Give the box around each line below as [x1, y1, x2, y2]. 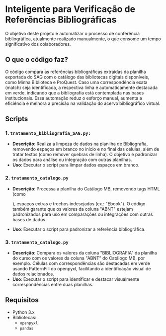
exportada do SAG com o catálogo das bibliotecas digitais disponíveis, [5, 74, 150, 80]
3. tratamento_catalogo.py [5, 239, 69, 246]
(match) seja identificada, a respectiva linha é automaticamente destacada [5, 84, 158, 90]
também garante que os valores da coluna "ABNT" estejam [12, 206, 133, 212]
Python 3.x [12, 309, 35, 315]
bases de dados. [12, 216, 47, 222]
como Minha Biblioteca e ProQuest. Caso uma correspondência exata [5, 79, 148, 85]
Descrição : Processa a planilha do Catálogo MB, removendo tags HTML [12, 185, 160, 192]
